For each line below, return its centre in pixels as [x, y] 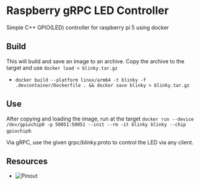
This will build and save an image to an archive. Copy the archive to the [95, 61]
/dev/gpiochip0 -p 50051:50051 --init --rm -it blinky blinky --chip [96, 124]
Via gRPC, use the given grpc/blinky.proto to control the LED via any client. [100, 142]
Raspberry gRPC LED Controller [88, 11]
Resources [27, 161]
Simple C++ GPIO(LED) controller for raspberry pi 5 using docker [88, 27]
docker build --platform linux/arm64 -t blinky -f [81, 80]
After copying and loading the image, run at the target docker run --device [100, 119]
